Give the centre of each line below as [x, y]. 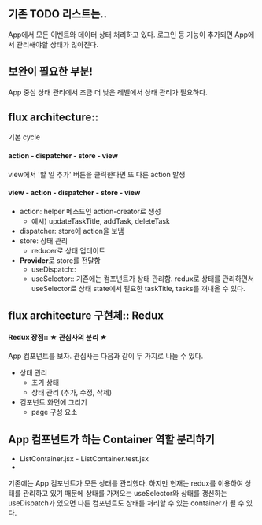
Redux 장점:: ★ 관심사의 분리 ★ [58, 337]
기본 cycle [24, 137]
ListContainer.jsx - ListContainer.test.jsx [84, 459]
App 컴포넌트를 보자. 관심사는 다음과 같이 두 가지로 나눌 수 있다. [106, 356]
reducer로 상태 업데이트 [68, 250]
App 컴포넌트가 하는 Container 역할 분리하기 [111, 439]
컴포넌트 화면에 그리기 [54, 402]
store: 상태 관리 [44, 240]
